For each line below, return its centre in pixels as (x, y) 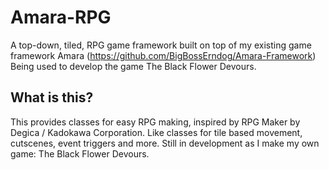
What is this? (52, 97)
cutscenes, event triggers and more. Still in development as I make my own (165, 143)
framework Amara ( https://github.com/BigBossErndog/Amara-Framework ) (163, 55)
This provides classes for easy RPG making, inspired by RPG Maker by (155, 122)
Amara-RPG (61, 17)
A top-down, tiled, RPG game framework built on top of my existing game (161, 45)
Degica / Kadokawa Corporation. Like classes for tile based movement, (156, 132)
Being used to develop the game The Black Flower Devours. (133, 66)
